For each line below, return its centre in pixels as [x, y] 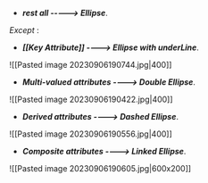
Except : [24, 30]
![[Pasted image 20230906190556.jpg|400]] [91, 134]
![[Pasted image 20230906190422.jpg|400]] [91, 99]
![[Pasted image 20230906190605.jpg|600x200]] [100, 168]
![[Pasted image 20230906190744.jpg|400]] [91, 65]
